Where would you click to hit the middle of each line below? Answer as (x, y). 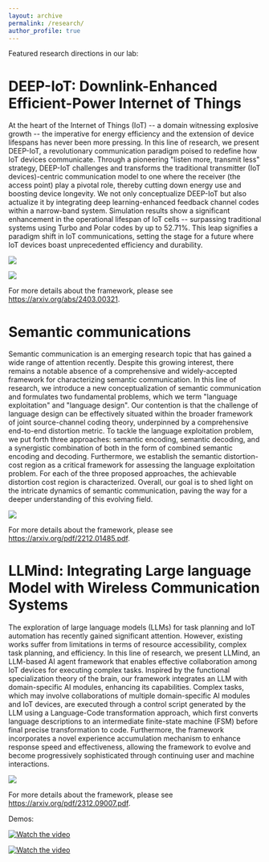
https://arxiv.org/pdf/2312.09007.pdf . (69, 803)
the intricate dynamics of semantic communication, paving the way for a (128, 491)
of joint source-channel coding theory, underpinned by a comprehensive (128, 422)
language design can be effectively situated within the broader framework (130, 414)
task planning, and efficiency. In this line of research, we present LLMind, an (134, 653)
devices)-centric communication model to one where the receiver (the (124, 177)
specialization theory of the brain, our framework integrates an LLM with (128, 679)
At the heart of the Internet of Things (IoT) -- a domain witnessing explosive (134, 125)
